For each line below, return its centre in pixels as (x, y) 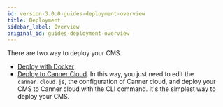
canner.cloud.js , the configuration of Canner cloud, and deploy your (116, 82)
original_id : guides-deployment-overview (69, 33)
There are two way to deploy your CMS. (65, 53)
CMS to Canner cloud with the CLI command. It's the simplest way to (116, 89)
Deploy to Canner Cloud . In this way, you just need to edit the (106, 74)
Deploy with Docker (46, 66)
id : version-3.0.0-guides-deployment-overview (76, 14)
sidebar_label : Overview (43, 27)
